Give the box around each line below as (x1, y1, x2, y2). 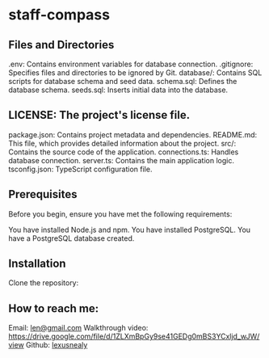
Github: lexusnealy (25, 340, 88, 350)
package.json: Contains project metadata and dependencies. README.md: (8, 129, 258, 139)
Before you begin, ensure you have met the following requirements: (8, 208, 233, 219)
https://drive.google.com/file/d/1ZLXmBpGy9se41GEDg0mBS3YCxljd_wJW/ (8, 331, 260, 341)
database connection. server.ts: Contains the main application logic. (8, 155, 234, 165)
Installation (8, 257, 66, 271)
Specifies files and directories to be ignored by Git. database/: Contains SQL (8, 68, 263, 78)
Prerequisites (8, 187, 78, 201)
